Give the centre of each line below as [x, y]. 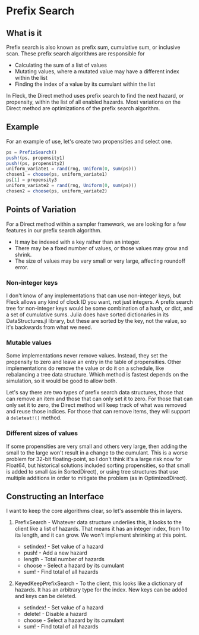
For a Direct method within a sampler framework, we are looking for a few [96, 224]
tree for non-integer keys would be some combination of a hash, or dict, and [99, 308]
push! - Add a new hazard [55, 553]
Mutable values [29, 343]
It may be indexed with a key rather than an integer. [78, 242]
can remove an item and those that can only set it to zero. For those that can [99, 399]
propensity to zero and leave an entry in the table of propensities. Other [94, 362]
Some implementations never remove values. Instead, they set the [87, 356]
